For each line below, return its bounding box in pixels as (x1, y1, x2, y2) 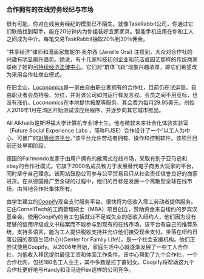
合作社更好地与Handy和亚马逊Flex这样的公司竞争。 (6, 266, 135, 274)
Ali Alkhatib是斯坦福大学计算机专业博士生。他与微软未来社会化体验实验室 (6, 119, 189, 126)
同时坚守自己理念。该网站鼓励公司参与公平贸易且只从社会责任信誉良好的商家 (6, 170, 198, 177)
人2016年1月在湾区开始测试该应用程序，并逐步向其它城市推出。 (6, 107, 165, 114)
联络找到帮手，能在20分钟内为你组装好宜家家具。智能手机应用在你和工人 (11, 28, 194, 35)
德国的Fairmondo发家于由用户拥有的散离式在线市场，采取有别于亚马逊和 (6, 155, 188, 162)
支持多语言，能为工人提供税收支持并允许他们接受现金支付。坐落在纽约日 (16, 228, 198, 235)
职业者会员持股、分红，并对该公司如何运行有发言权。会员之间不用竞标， (11, 91, 192, 99)
